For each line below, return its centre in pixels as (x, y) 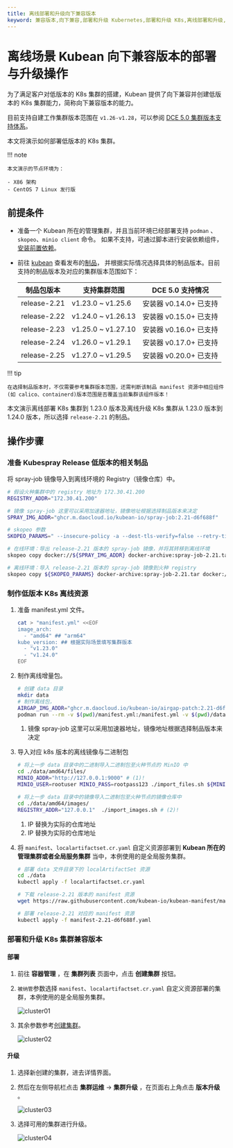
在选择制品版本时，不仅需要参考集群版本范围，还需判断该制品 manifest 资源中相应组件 (115, 388)
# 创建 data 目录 (40, 689)
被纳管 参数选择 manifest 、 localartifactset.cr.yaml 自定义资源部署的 (116, 988)
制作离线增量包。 (42, 676)
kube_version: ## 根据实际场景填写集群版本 (75, 642)
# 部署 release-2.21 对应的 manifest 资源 (76, 913)
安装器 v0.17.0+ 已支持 (180, 342)
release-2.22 (43, 316)
